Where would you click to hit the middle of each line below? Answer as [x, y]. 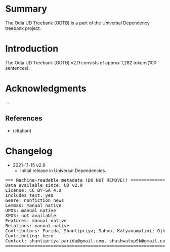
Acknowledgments [46, 89]
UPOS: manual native [31, 210]
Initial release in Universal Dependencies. [63, 171]
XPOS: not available [31, 215]
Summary [26, 9]
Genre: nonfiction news [35, 200]
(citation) [22, 131]
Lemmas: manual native [33, 205]
